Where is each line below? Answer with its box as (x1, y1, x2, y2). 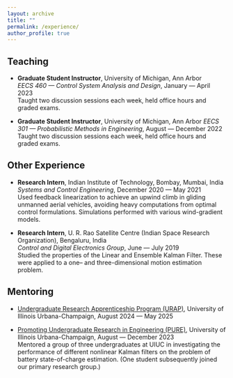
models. (17, 215, 41, 223)
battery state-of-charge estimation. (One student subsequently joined (17, 355, 218, 363)
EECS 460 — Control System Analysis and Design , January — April (17, 82, 211, 90)
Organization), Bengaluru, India (17, 236, 107, 244)
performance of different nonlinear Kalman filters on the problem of (17, 347, 211, 356)
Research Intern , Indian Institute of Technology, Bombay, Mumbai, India (17, 178, 224, 186)
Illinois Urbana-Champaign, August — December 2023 (17, 333, 175, 341)
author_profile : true (7, 29, 70, 37)
